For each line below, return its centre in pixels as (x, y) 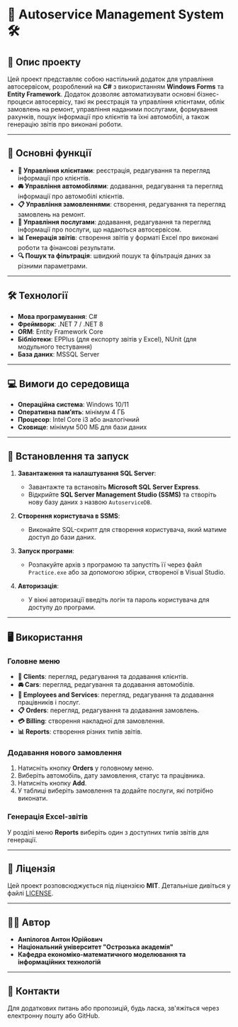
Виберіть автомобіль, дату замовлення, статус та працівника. (111, 776)
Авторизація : (38, 586)
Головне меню (34, 661)
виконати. (33, 798)
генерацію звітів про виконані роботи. (65, 124)
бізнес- (208, 94)
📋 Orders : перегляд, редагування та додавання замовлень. (108, 710)
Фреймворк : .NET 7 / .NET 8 (60, 324)
